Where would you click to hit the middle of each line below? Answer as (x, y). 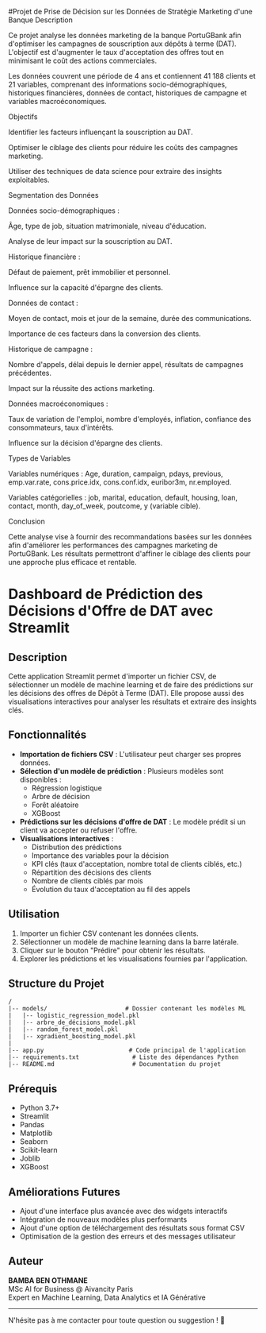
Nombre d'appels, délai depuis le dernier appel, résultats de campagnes (126, 364)
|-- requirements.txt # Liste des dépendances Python (123, 1057)
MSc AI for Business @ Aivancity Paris (71, 1289)
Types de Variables (40, 458)
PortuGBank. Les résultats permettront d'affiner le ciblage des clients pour (129, 554)
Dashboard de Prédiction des (106, 594)
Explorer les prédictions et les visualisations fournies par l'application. (133, 958)
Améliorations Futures (64, 1192)
